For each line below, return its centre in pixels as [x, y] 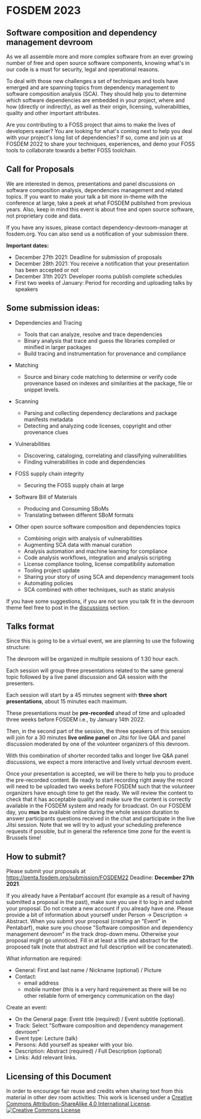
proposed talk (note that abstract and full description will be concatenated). [100, 947]
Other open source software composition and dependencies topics [98, 526]
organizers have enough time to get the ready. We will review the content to [100, 793]
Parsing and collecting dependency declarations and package [100, 413]
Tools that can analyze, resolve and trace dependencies [93, 334]
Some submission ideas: [53, 308]
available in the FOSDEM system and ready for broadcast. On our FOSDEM [99, 806]
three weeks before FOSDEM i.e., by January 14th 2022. [76, 720]
